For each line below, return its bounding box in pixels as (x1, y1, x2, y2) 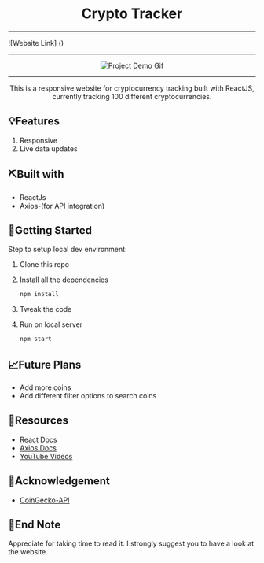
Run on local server (19, 320, 83, 329)
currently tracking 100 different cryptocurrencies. (52, 91, 212, 101)
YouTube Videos (19, 451, 73, 461)
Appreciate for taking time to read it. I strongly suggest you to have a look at (8, 539, 255, 548)
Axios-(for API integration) (19, 201, 105, 210)
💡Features (8, 115, 60, 128)
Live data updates (19, 143, 78, 154)
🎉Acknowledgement (8, 474, 110, 488)
